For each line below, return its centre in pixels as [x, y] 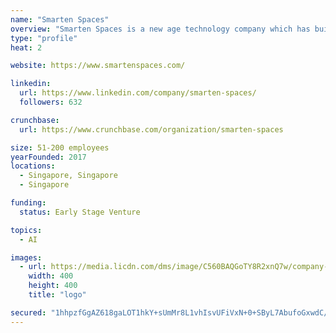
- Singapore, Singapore [68, 176]
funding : [28, 203]
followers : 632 [51, 102]
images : [26, 257]
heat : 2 [26, 47]
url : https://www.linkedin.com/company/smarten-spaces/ [138, 93]
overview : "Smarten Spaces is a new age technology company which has [160, 29]
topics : [26, 230]
